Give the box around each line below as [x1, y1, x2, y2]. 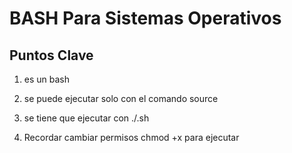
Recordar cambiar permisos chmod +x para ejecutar [23, 132, 240, 143]
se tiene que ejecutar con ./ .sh [23, 112, 150, 124]
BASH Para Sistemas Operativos [9, 7, 282, 30]
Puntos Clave [9, 47, 94, 64]
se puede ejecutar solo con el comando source [23, 93, 219, 104]
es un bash [23, 73, 71, 85]
